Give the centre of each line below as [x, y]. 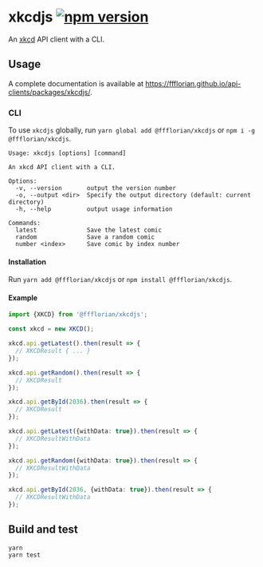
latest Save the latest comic [88, 230]
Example [23, 297]
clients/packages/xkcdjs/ [49, 92]
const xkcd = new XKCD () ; [51, 329]
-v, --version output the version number [96, 188]
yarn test [25, 555]
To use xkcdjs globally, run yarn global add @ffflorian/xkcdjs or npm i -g [131, 130]
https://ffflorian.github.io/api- [193, 83]
